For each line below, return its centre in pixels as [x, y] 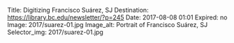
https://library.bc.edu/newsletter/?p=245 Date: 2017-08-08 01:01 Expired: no [117, 17]
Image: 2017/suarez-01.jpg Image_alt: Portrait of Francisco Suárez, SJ [108, 25]
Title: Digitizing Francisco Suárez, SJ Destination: [78, 10]
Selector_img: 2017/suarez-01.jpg [55, 32]
